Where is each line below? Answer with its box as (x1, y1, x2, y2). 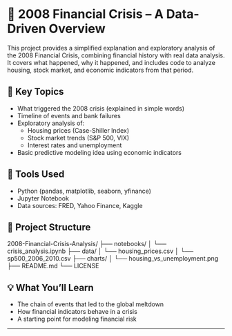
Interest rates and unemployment (27, 141, 122, 149)
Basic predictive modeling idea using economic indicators (17, 148, 182, 156)
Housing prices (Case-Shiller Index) (27, 126, 130, 134)
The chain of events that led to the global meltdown (17, 300, 164, 308)
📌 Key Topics (7, 86, 64, 97)
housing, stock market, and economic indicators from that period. (7, 66, 194, 74)
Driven (7, 21, 46, 37)
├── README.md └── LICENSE (7, 262, 99, 270)
